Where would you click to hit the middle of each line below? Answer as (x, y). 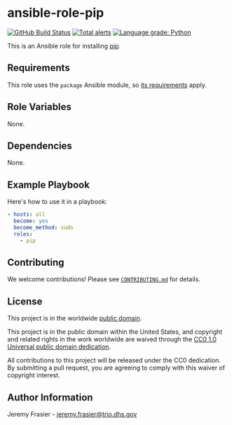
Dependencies (40, 146)
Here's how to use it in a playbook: (57, 202)
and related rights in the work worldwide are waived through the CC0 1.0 (112, 339)
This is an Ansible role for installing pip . (64, 46)
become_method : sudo (43, 227)
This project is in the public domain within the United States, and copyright (115, 332)
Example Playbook (48, 185)
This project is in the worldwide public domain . (75, 318)
